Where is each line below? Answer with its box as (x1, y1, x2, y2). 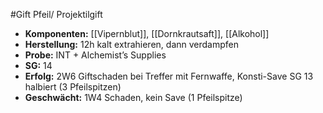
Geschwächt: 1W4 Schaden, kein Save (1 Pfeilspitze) (24, 92, 243, 103)
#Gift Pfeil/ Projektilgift (10, 9, 103, 20)
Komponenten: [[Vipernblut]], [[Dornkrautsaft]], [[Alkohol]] (24, 28, 270, 39)
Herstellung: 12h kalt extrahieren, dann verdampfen (24, 39, 239, 50)
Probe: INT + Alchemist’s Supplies (24, 49, 167, 61)
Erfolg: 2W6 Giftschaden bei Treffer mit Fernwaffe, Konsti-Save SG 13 (24, 70, 314, 82)
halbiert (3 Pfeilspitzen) (24, 81, 122, 93)
